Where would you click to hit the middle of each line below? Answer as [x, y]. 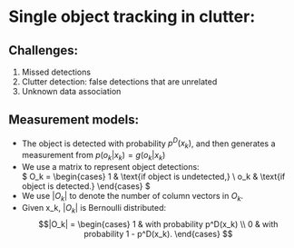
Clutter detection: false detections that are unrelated [119, 82]
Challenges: [44, 50]
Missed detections [56, 72]
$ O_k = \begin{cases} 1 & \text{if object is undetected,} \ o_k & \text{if [153, 177]
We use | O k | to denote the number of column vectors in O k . [132, 197]
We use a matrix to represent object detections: [111, 167]
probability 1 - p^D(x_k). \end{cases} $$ [158, 233]
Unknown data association [71, 91]
